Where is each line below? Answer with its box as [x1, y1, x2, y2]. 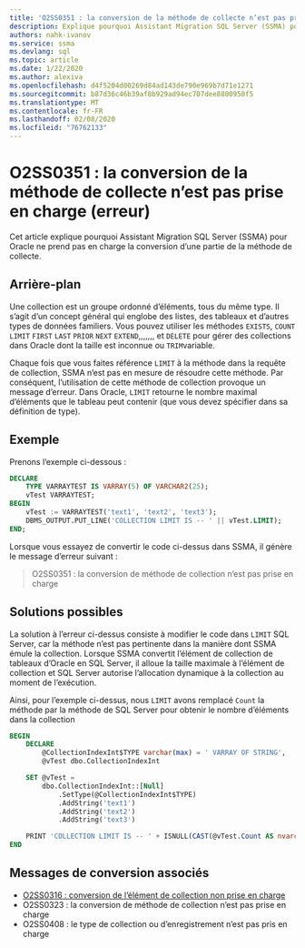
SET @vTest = [25, 773, 75, 782]
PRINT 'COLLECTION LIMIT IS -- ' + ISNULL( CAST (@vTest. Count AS [25, 832, 274, 842]
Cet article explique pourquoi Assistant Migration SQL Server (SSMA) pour [9, 231, 288, 242]
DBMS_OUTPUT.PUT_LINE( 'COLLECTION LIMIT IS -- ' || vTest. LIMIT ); [25, 516, 282, 525]
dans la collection [9, 713, 75, 724]
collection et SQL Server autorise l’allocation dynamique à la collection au [9, 667, 284, 678]
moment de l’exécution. [9, 677, 97, 688]
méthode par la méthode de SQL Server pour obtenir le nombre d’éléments [9, 704, 290, 715]
